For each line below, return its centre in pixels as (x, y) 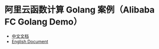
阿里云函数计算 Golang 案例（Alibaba (79, 10)
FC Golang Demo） (43, 22)
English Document (30, 41)
